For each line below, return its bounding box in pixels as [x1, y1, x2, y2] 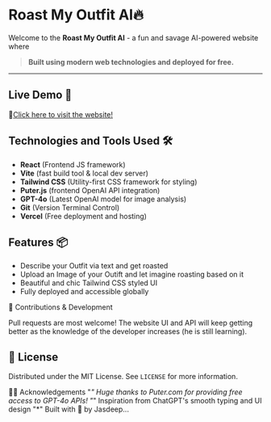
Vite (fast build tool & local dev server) [19, 168, 149, 178]
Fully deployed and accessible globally [19, 287, 149, 297]
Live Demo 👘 [8, 88, 73, 102]
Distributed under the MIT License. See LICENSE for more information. [8, 372, 238, 382]
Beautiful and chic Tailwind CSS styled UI [19, 278, 158, 288]
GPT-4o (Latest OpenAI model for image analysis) [19, 194, 187, 204]
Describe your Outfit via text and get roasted [19, 261, 169, 271]
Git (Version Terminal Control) [19, 202, 120, 212]
